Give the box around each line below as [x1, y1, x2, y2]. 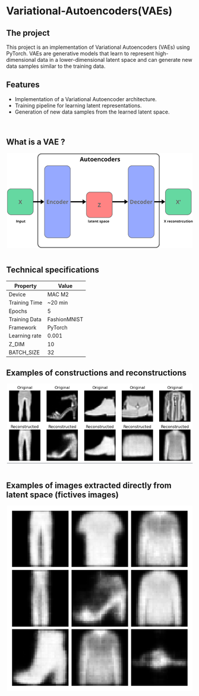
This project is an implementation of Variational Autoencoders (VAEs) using [6, 43, 190, 51]
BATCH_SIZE [8, 349, 40, 356]
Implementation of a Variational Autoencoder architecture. [14, 95, 157, 102]
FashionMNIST [47, 315, 84, 322]
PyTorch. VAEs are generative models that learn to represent [6, 50, 154, 57]
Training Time [8, 299, 43, 306]
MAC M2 [47, 291, 70, 298]
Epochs [8, 308, 28, 315]
